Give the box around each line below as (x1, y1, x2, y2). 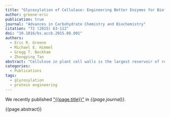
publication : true (5, 17, 44, 22)
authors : (5, 36, 24, 41)
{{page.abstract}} (5, 106, 42, 112)
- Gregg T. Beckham (10, 49, 51, 54)
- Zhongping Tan (10, 54, 44, 60)
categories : (5, 64, 30, 69)
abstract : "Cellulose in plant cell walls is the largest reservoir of (5, 59, 159, 64)
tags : (5, 73, 17, 78)
